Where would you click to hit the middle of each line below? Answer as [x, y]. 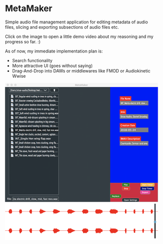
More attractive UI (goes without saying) [52, 66]
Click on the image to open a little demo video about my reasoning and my [79, 36]
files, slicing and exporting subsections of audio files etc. [62, 27]
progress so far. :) [23, 41]
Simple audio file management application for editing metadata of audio [76, 22]
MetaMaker [29, 9]
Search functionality [32, 60]
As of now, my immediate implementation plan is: [54, 51]
